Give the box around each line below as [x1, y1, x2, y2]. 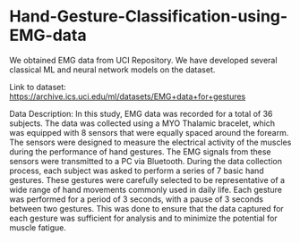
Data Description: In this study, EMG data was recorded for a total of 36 [9, 108, 273, 119]
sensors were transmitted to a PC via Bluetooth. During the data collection [9, 155, 283, 166]
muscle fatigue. [9, 221, 67, 233]
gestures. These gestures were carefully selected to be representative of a [9, 174, 285, 185]
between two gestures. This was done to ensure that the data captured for [9, 203, 284, 213]
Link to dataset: [9, 81, 67, 92]
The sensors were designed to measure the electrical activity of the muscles [9, 137, 292, 147]
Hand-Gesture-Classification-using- [9, 6, 288, 27]
